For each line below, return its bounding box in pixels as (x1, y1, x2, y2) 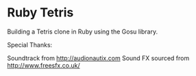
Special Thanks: (7, 40, 53, 49)
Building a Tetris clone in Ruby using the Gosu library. (7, 27, 158, 36)
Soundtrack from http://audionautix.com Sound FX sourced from (7, 53, 190, 62)
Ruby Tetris (7, 5, 74, 21)
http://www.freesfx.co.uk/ (7, 61, 80, 69)
